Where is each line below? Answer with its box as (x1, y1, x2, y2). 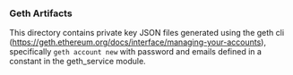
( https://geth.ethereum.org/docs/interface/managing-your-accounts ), (9, 37, 267, 47)
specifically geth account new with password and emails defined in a (9, 46, 263, 57)
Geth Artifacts (9, 7, 73, 20)
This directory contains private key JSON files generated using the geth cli (9, 28, 285, 38)
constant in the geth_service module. (9, 56, 146, 67)
